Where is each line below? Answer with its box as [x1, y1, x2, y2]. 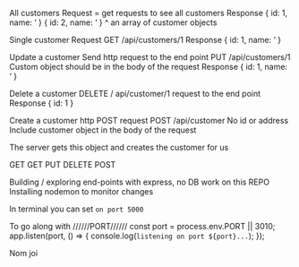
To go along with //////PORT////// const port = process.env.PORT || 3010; [9, 221, 276, 231]
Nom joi [9, 248, 38, 258]
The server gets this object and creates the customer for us [9, 142, 229, 152]
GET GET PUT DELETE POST [9, 159, 116, 169]
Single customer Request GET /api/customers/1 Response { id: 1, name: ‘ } [9, 35, 282, 45]
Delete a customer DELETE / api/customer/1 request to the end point [9, 89, 261, 99]
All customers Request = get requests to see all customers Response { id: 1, [9, 8, 288, 18]
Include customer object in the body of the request [9, 125, 197, 135]
